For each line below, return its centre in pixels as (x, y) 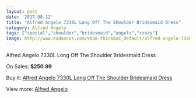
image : (14, 38)
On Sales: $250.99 (29, 66)
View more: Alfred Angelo (37, 89)
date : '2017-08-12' (30, 17)
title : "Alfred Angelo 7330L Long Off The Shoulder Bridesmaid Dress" (94, 22)
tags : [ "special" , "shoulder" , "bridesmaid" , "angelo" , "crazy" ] (82, 33)
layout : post (22, 11)
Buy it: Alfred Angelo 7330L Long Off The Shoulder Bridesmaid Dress (89, 78)
